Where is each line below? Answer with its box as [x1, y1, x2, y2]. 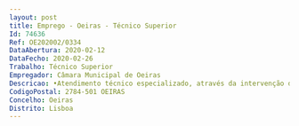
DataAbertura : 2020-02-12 [9, 46, 105, 55]
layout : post [9, 12, 58, 22]
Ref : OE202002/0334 [9, 37, 82, 47]
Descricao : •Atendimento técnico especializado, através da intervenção [9, 79, 285, 88]
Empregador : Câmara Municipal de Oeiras [9, 71, 162, 80]
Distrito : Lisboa [9, 104, 74, 113]
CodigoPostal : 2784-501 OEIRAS [9, 87, 125, 96]
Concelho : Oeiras [9, 95, 74, 105]
